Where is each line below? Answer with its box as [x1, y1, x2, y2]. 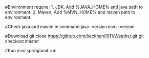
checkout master [5, 38, 39, 44]
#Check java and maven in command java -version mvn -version [5, 24, 135, 29]
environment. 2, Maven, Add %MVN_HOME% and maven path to [5, 9, 136, 15]
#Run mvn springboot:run [5, 48, 57, 53]
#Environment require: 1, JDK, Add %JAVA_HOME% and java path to [5, 4, 143, 10]
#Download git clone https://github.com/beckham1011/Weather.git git [5, 33, 144, 39]
